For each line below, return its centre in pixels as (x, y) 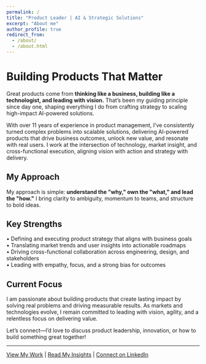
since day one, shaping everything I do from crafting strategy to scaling (97, 106)
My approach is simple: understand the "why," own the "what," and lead (100, 192)
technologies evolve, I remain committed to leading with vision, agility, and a (103, 312)
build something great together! (46, 337)
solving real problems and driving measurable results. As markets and (94, 306)
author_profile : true (34, 29)
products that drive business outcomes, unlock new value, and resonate (97, 138)
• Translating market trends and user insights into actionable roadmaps (96, 246)
